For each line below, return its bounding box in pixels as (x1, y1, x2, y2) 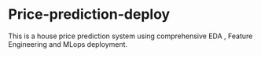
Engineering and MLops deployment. (8, 39, 128, 48)
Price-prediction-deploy (8, 5, 171, 23)
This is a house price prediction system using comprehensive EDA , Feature (8, 31, 253, 41)
